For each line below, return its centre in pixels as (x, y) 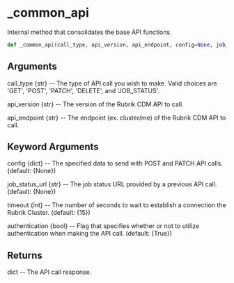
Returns (25, 255)
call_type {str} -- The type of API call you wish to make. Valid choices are (112, 83)
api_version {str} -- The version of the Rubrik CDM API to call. (95, 104)
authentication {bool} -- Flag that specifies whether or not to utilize (103, 226)
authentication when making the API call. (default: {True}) (90, 234)
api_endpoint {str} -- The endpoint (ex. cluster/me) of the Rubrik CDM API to (117, 118)
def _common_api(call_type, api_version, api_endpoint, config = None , (110, 45)
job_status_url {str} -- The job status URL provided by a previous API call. (112, 184)
